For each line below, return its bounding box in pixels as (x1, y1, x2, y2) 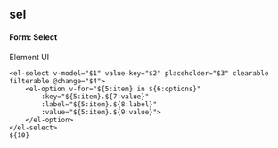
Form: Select (9, 31, 58, 43)
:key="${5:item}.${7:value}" (41, 92, 150, 101)
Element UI (9, 51, 50, 62)
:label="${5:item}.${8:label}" (41, 99, 158, 109)
